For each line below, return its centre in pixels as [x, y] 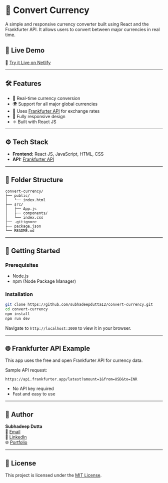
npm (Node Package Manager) [44, 281]
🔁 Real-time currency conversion [46, 98]
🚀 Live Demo [25, 50]
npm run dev [17, 318]
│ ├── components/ [27, 213]
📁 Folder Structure [34, 180]
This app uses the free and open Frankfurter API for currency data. [74, 360]
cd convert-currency [27, 309]
